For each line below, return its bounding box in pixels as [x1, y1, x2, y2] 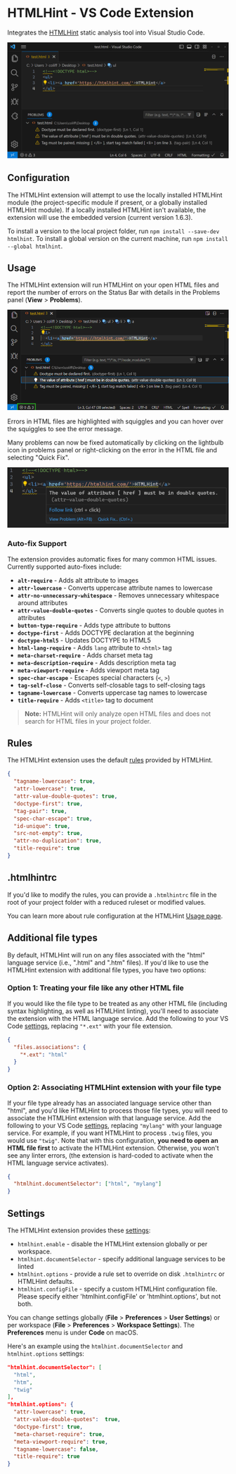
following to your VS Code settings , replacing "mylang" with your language [7, 1121, 223, 1129]
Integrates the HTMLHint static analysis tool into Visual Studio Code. [7, 28, 205, 37]
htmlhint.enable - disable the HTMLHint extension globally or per [17, 1239, 208, 1248]
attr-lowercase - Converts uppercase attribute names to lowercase [17, 583, 213, 592]
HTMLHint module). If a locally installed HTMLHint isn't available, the [7, 206, 206, 214]
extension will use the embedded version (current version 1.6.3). [7, 213, 193, 221]
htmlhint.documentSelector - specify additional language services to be [17, 1254, 226, 1263]
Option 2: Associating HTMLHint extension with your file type [7, 1083, 221, 1093]
